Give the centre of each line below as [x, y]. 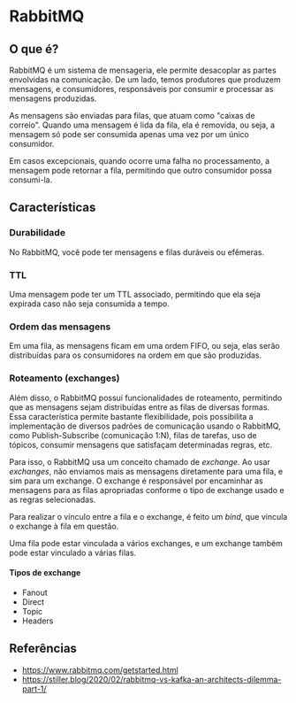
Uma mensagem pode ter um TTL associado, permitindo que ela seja [135, 294]
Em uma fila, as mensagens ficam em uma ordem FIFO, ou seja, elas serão [144, 346]
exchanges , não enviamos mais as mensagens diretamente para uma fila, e [146, 471]
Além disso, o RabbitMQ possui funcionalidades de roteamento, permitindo [146, 398]
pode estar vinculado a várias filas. [73, 552]
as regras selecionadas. [53, 499]
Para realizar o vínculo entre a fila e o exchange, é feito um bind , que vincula [148, 516]
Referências [43, 649]
